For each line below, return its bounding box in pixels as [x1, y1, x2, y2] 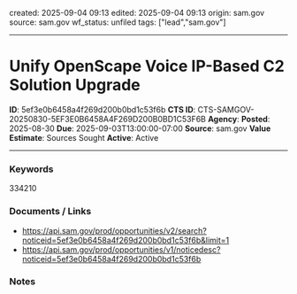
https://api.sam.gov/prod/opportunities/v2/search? [21, 225, 208, 236]
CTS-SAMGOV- [197, 104, 255, 114]
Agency [207, 113, 238, 124]
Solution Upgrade [9, 75, 141, 96]
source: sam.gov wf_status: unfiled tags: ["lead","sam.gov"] [9, 17, 227, 27]
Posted [241, 113, 268, 124]
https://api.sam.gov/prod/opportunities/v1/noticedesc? [21, 244, 221, 255]
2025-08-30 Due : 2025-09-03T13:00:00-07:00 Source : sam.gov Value [9, 123, 271, 134]
